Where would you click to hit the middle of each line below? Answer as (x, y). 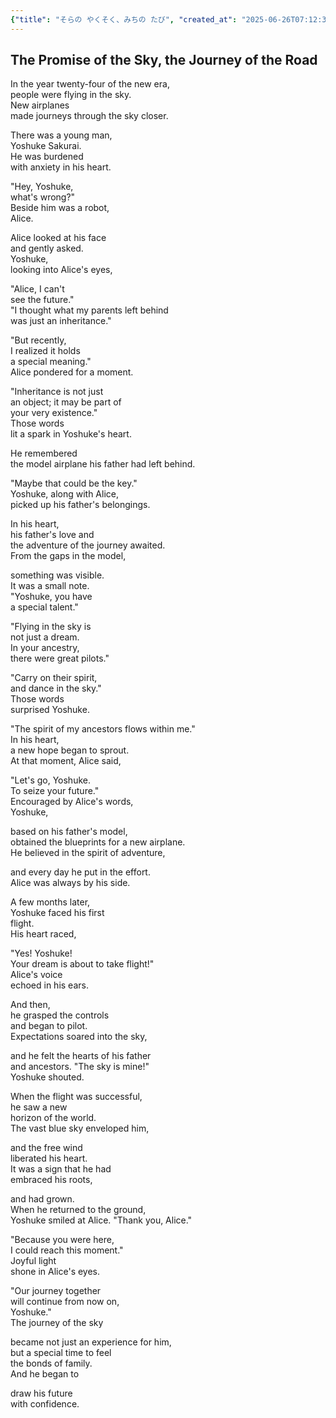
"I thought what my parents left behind (89, 310)
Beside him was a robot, (60, 208)
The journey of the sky (57, 1323)
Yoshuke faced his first (57, 913)
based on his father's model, (69, 832)
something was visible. (57, 575)
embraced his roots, (51, 1180)
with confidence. (45, 1404)
